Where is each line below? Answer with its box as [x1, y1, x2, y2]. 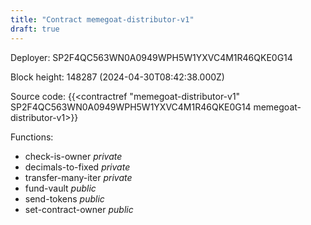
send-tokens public [24, 192, 105, 205]
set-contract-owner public [24, 203, 134, 215]
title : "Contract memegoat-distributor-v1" [10, 14, 195, 25]
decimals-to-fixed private [24, 161, 131, 173]
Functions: [10, 131, 54, 143]
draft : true [10, 24, 60, 34]
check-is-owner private [24, 150, 123, 162]
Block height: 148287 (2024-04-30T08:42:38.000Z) [10, 71, 225, 83]
